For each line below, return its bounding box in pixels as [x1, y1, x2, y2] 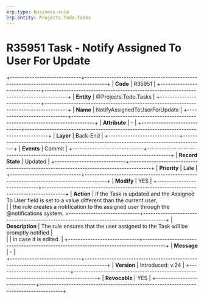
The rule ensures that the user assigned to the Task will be [41, 223, 188, 230]
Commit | [44, 145, 68, 152]
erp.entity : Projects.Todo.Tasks [6, 15, 91, 21]
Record [178, 152, 198, 159]
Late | [183, 164, 198, 172]
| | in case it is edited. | [6, 236, 63, 243]
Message [174, 242, 198, 250]
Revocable [105, 275, 133, 282]
